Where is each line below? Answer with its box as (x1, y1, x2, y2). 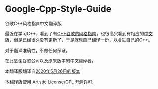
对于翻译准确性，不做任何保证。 (5, 47, 70, 53)
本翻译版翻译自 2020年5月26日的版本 (5, 68, 80, 74)
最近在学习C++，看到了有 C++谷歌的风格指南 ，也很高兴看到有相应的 (5, 30, 144, 36)
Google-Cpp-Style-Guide (5, 3, 112, 15)
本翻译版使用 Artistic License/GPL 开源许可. (5, 79, 94, 85)
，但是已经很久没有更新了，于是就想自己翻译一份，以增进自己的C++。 (9, 37, 153, 43)
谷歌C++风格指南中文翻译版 (5, 20, 62, 26)
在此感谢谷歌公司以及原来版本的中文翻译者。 (5, 58, 96, 63)
